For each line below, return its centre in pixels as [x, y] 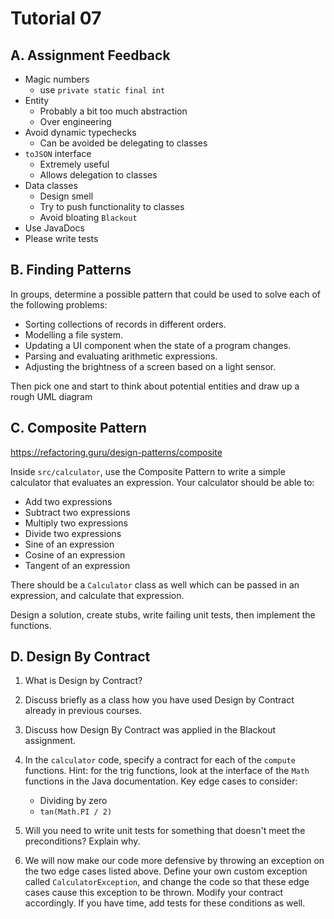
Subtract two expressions [77, 512]
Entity [37, 100]
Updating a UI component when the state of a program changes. [158, 345]
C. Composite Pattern [78, 428]
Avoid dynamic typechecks [80, 132]
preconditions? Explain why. [82, 841]
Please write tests [61, 238]
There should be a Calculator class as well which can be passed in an [155, 584]
